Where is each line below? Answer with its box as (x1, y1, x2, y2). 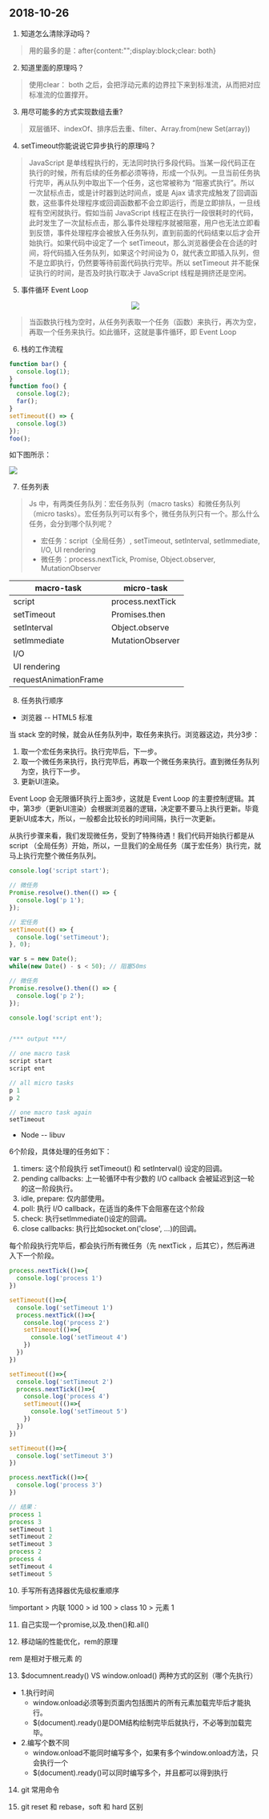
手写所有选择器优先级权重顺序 (20, 1585, 119, 1595)
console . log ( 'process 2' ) (23, 1318, 110, 1326)
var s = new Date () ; (9, 955, 78, 964)
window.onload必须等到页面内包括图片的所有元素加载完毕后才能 (32, 1697, 244, 1707)
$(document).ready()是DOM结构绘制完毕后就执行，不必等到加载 (32, 1717, 245, 1727)
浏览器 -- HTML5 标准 (20, 713, 93, 722)
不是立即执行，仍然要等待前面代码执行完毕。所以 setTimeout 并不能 (28, 258, 253, 268)
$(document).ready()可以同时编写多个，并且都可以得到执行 (32, 1768, 229, 1777)
